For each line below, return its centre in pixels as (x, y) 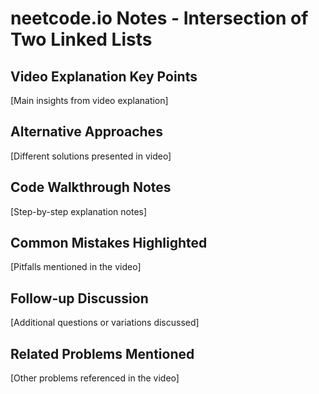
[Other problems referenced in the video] (95, 378)
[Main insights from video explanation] (89, 100)
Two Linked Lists (81, 39)
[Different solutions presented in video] (91, 156)
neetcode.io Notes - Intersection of (159, 18)
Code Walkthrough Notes (91, 187)
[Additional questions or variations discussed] (105, 323)
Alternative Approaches (86, 132)
